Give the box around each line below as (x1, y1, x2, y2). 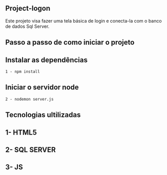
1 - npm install (5, 69, 40, 74)
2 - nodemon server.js (5, 96, 54, 102)
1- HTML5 (5, 128, 37, 137)
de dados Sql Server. (5, 23, 50, 29)
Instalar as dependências (5, 55, 88, 64)
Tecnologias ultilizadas (5, 110, 81, 120)
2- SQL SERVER (5, 146, 56, 154)
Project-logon (5, 4, 51, 13)
